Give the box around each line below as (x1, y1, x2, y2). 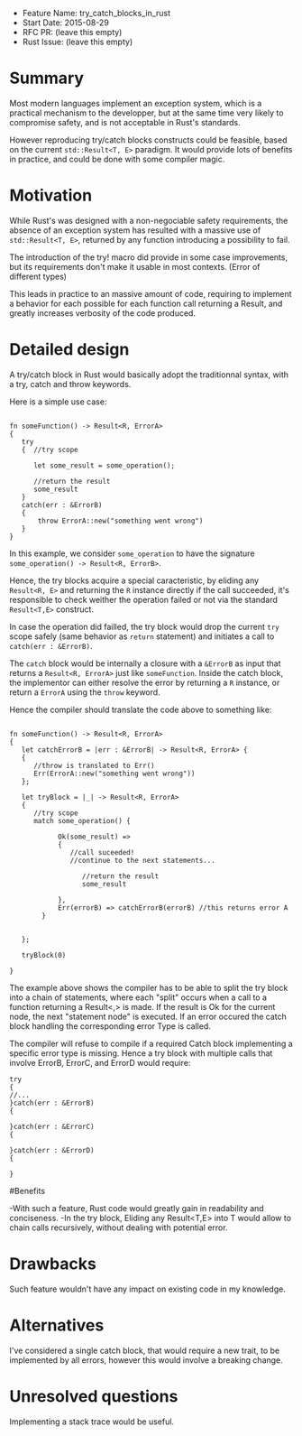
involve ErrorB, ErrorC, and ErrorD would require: (9, 1057, 191, 1068)
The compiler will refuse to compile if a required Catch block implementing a (9, 1038, 293, 1049)
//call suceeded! (69, 848, 135, 857)
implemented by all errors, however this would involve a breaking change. (9, 1354, 284, 1366)
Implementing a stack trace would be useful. (9, 1416, 174, 1427)
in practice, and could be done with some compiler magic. (9, 153, 225, 164)
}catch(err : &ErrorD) (9, 1145, 95, 1154)
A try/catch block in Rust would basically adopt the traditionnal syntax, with (9, 369, 288, 380)
